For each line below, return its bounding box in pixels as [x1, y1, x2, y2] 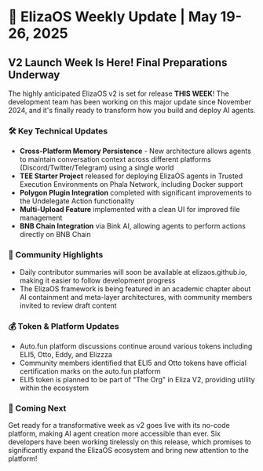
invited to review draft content [19, 301, 117, 310]
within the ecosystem [19, 383, 89, 392]
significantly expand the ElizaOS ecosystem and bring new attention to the [8, 446, 250, 455]
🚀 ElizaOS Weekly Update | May [8, 8, 217, 26]
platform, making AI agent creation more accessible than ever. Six [8, 429, 221, 439]
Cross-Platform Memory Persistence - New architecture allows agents [19, 146, 251, 156]
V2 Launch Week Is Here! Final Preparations [8, 56, 228, 69]
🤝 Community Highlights [8, 250, 104, 261]
